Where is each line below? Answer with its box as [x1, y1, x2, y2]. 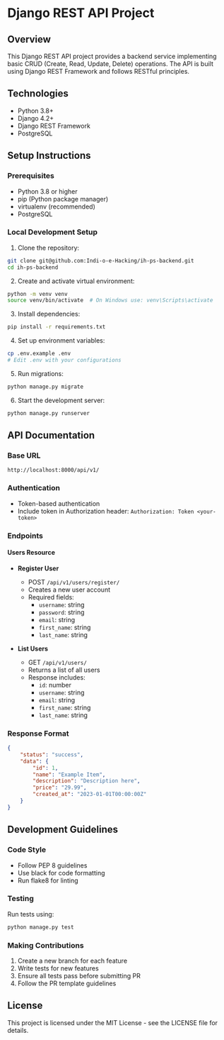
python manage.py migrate [7, 383, 83, 390]
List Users [17, 644, 48, 653]
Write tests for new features [17, 963, 99, 973]
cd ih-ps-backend [7, 264, 59, 271]
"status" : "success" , [20, 751, 83, 758]
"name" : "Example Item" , [33, 771, 106, 778]
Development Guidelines [7, 824, 119, 836]
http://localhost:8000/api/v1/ [7, 467, 100, 474]
